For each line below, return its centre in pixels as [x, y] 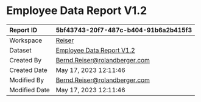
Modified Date [30, 90]
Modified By [27, 80]
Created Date [28, 70]
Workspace [26, 40]
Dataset [20, 50]
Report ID [23, 30]
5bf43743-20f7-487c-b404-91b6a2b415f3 [124, 30]
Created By [25, 60]
